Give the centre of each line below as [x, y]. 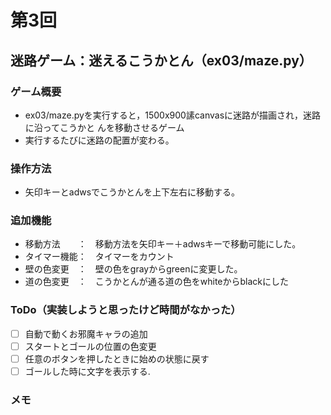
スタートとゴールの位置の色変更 [90, 346]
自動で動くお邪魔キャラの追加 [86, 333]
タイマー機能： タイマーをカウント [99, 257]
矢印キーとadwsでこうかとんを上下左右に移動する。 [132, 192]
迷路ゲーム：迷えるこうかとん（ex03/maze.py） [161, 60]
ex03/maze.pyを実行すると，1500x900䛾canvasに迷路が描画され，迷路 [173, 115]
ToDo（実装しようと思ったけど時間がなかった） [126, 310]
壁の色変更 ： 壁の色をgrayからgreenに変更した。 [133, 269]
